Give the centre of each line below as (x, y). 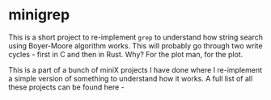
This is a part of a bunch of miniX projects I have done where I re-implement (135, 69)
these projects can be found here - (66, 87)
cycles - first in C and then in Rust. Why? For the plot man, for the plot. (126, 54)
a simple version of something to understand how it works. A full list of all (131, 78)
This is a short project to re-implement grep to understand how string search (135, 37)
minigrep (39, 15)
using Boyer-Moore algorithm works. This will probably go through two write (135, 45)
